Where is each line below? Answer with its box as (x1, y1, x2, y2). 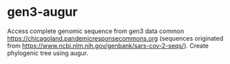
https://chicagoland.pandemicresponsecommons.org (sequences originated (7, 34, 224, 42)
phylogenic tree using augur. (7, 49, 88, 57)
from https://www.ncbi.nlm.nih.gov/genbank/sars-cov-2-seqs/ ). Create (7, 41, 209, 50)
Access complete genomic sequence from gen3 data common (7, 27, 185, 35)
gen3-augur (7, 4, 78, 20)
